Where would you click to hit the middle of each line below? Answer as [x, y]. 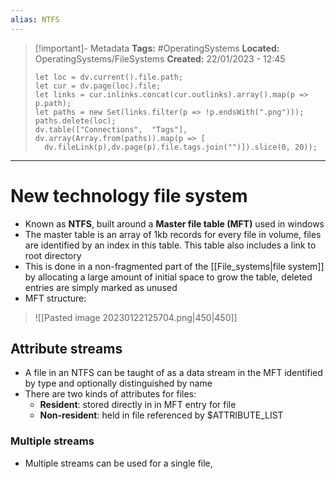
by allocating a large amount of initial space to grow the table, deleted [168, 277]
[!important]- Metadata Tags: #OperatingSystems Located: [157, 48]
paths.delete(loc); [75, 121]
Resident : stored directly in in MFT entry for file [138, 405]
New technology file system [129, 195]
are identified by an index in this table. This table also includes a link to [170, 245]
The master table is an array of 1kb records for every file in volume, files [173, 234]
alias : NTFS [35, 19]
